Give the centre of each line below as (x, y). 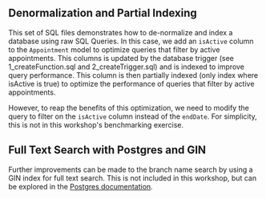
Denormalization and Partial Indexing (103, 13)
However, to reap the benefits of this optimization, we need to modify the (129, 108)
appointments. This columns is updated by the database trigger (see (121, 58)
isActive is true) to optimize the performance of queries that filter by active (131, 83)
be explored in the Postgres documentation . (81, 186)
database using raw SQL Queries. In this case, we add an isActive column (131, 41)
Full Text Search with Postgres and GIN (107, 150)
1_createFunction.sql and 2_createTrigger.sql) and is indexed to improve (127, 67)
